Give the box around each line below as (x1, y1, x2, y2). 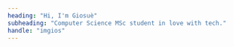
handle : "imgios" (7, 26, 66, 34)
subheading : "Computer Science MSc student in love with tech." (7, 19, 227, 27)
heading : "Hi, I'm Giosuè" (7, 11, 98, 20)
